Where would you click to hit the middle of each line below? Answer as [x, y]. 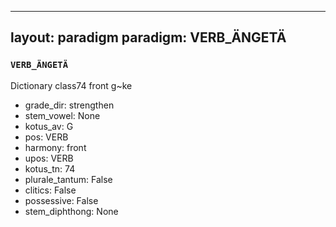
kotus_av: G [49, 126]
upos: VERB [49, 158]
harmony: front [55, 147]
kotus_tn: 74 [50, 168]
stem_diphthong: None [71, 211]
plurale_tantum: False [68, 179]
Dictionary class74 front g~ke [71, 85]
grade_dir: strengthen [69, 105]
